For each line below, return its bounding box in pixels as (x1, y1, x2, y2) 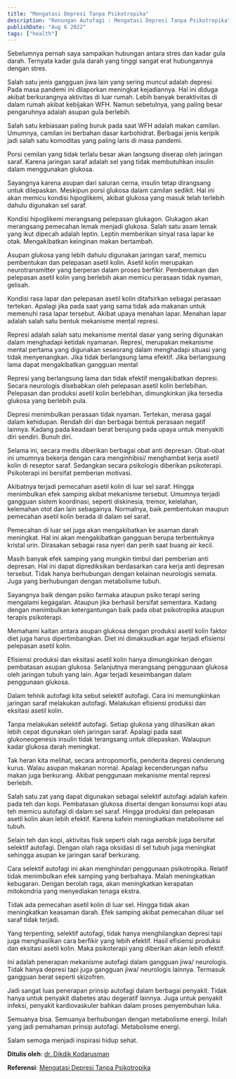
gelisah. (7, 281, 30, 289)
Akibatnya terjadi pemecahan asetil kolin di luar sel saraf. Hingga (7, 482, 195, 491)
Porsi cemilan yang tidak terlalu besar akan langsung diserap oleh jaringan (7, 150, 223, 158)
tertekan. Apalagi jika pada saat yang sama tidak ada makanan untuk (7, 302, 206, 311)
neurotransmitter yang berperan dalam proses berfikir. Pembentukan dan (7, 266, 219, 275)
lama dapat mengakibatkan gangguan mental (7, 361, 138, 369)
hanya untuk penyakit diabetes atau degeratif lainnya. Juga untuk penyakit (7, 994, 223, 1002)
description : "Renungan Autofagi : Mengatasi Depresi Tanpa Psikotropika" (7, 17, 231, 24)
